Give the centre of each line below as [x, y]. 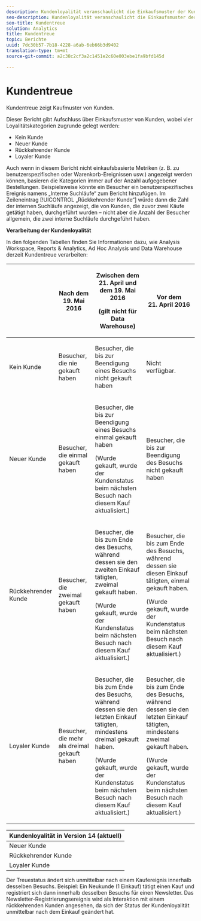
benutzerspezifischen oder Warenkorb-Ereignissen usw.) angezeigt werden [99, 174]
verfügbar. [161, 370]
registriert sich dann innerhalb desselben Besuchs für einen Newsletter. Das [100, 892]
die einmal [73, 455]
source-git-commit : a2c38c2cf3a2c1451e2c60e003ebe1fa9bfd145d [85, 56]
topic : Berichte [26, 39]
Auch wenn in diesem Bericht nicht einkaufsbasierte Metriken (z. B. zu [93, 167]
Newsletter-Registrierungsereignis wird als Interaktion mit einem [85, 899]
